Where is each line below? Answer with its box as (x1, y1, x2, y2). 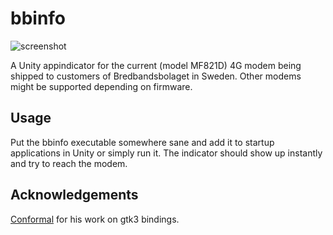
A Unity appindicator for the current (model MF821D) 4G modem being (10, 59, 302, 71)
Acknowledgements (10, 187, 139, 204)
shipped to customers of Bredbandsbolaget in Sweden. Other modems (10, 70, 302, 82)
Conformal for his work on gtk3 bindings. (10, 213, 180, 225)
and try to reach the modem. (10, 157, 128, 169)
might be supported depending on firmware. (10, 80, 193, 92)
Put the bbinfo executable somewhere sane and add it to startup (10, 136, 275, 148)
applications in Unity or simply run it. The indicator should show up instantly (10, 147, 323, 159)
